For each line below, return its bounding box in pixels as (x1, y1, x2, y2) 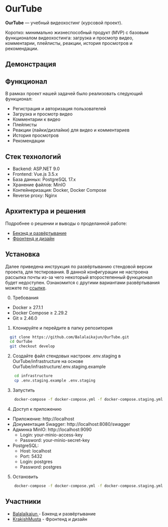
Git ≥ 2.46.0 (12, 315, 38, 321)
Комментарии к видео (12, 116, 61, 122)
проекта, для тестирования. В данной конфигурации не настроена (5, 269, 148, 275)
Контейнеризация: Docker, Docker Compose (12, 187, 107, 193)
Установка (5, 250, 40, 259)
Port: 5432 (20, 453, 43, 459)
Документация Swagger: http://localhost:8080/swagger (12, 421, 131, 427)
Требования (12, 294, 39, 300)
